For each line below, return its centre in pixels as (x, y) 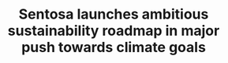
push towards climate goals (114, 47)
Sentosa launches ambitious (114, 14)
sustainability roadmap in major (114, 31)
